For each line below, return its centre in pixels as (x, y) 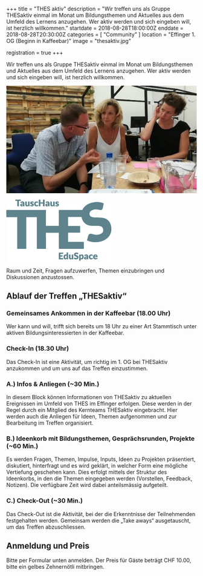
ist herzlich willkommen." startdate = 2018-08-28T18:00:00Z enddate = (95, 28)
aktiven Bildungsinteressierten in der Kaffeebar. (66, 333)
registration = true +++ (35, 53)
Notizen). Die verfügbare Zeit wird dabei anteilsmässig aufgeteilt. (87, 485)
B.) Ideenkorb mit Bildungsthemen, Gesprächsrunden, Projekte (101, 439)
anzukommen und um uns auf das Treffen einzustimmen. (77, 368)
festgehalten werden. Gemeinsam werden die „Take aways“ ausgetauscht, (98, 520)
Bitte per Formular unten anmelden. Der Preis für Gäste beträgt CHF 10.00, (99, 560)
